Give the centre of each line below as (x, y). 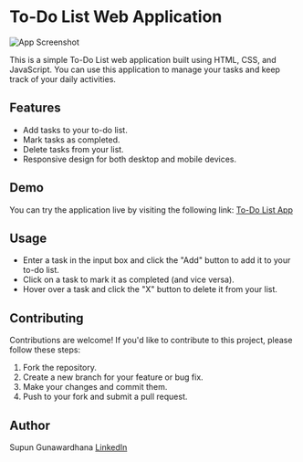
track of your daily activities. (63, 79)
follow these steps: (45, 350)
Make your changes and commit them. (95, 387)
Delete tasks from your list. (73, 149)
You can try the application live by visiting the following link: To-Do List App (151, 210)
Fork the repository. (60, 368)
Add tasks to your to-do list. (75, 130)
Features (35, 108)
